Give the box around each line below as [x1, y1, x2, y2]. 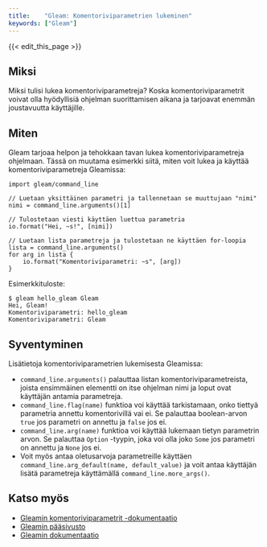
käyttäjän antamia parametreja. [19, 391, 123, 401]
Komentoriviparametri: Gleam [8, 315, 106, 324]
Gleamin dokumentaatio [19, 530, 100, 540]
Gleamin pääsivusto [19, 521, 86, 531]
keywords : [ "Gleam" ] [8, 19, 78, 27]
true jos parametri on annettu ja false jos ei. [19, 417, 167, 426]
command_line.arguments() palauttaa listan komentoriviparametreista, [19, 374, 249, 384]
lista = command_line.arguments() [8, 244, 125, 252]
